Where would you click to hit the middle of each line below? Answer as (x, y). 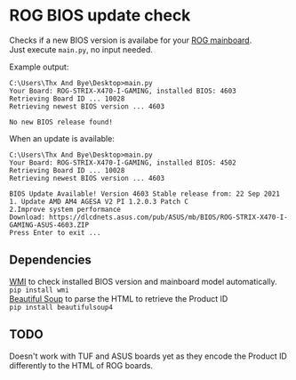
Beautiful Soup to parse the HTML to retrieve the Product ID (119, 298)
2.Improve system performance (65, 209)
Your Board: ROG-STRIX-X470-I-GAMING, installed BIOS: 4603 (123, 91)
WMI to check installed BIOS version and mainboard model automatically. (143, 281)
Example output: (39, 67)
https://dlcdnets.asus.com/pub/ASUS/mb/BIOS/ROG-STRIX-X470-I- (168, 217)
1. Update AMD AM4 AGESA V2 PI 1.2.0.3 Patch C (99, 201)
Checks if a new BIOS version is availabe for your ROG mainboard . (131, 40)
